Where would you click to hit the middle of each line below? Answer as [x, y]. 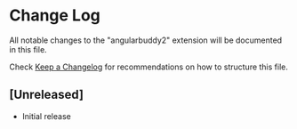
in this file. [28, 49]
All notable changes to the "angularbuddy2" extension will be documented [146, 40]
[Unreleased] [47, 95]
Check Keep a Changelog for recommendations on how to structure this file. [149, 67]
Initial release [46, 116]
